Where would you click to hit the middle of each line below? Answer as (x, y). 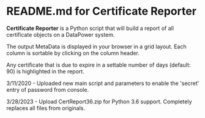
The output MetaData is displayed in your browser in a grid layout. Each (96, 46)
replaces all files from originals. (46, 108)
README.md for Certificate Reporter (102, 11)
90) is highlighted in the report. (45, 71)
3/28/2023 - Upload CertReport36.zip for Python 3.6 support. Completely (99, 101)
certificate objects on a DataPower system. (61, 34)
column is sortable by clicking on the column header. (73, 53)
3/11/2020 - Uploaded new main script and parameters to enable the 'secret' (103, 83)
